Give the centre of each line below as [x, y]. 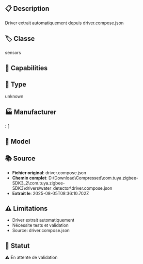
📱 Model [18, 141]
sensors [13, 53]
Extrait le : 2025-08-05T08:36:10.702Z [50, 193]
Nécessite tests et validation [40, 225]
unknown [14, 96]
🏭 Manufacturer [31, 112]
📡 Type [16, 85]
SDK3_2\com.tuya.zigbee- [39, 183]
